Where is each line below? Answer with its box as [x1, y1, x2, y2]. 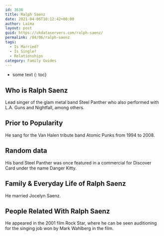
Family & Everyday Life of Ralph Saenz [5, 179, 126, 188]
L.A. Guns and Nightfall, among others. [5, 105, 84, 111]
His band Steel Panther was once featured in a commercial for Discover [5, 159, 152, 165]
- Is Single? [9, 49, 37, 54]
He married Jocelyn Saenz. [5, 192, 61, 199]
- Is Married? [9, 44, 39, 49]
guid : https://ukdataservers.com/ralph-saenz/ [5, 30, 103, 35]
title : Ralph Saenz [5, 12, 46, 17]
